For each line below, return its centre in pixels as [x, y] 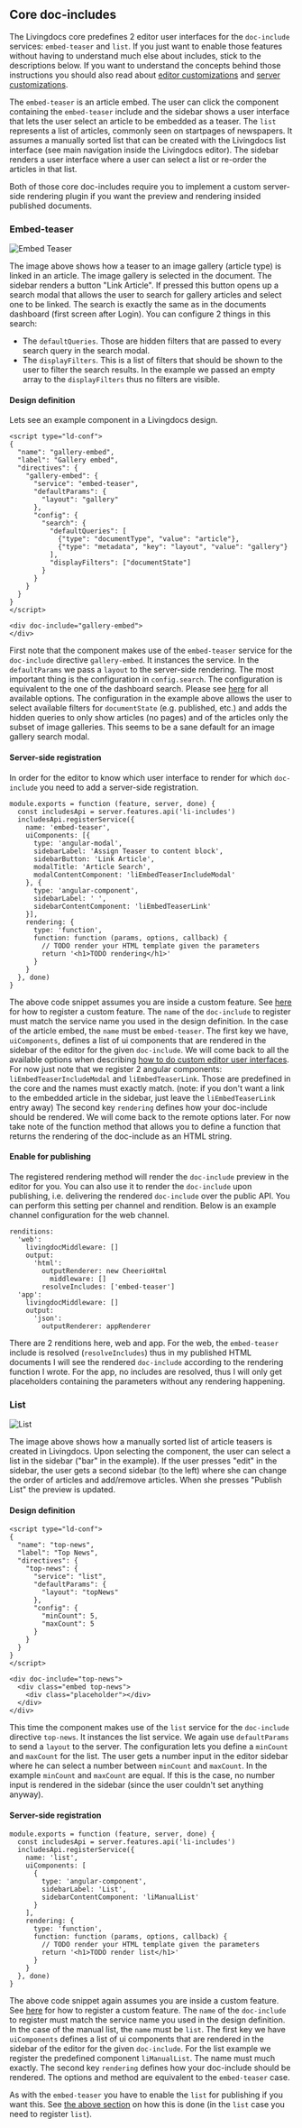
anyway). [26, 1794]
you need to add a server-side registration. [119, 787]
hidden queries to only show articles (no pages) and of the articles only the [149, 718]
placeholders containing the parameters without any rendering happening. [147, 1381]
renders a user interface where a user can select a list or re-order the [138, 159]
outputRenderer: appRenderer [96, 1326]
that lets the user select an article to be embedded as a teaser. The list [143, 121]
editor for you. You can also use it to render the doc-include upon [131, 1186]
